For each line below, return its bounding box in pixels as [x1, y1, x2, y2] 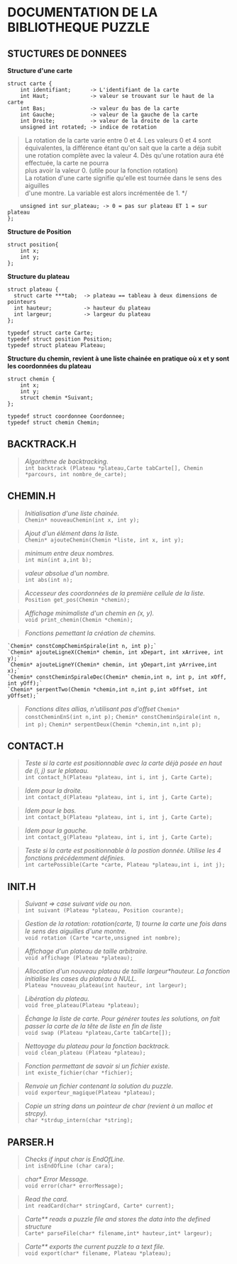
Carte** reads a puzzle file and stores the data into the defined [24, 1215, 211, 1224]
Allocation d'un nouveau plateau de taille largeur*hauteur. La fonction [24, 967, 231, 976]
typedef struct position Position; [7, 336, 113, 343]
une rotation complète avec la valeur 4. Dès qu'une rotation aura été [24, 151, 224, 160]
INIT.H [7, 881, 36, 893]
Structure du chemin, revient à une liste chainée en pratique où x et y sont [7, 354, 229, 363]
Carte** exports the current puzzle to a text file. [24, 1243, 165, 1251]
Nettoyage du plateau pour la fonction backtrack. [24, 1042, 170, 1050]
